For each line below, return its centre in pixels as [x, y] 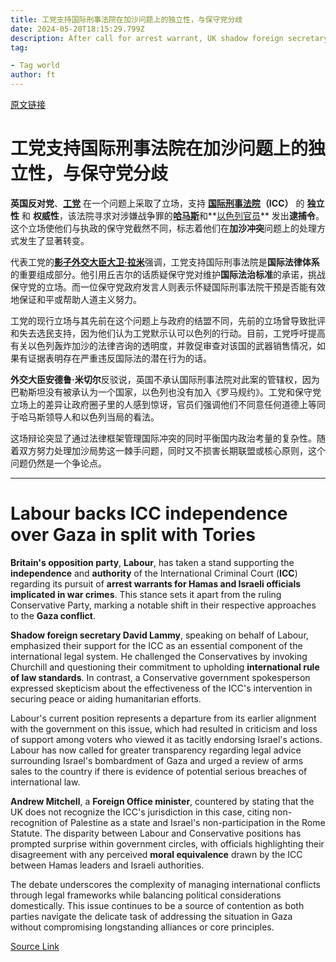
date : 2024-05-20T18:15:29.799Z [77, 29]
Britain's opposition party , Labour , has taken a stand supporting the [152, 562]
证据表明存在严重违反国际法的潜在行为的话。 [119, 358]
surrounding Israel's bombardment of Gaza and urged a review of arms [157, 760]
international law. [45, 782]
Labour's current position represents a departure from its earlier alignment [163, 718]
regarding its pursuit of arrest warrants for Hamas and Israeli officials [156, 583]
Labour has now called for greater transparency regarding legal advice [156, 750]
